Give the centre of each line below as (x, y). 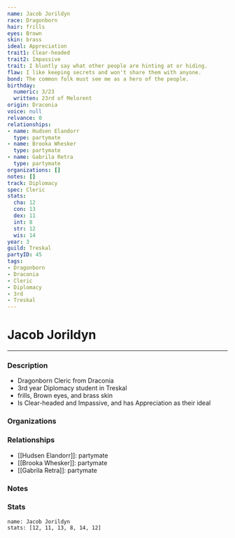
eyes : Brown (24, 33)
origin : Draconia (33, 105)
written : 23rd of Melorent (53, 99)
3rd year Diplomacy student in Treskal (72, 388)
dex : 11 (25, 216)
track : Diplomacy (33, 183)
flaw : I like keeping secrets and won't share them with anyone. (104, 72)
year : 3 (19, 242)
